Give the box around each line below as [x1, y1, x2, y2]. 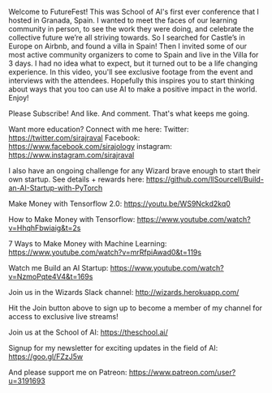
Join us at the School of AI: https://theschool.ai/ [8, 327, 168, 337]
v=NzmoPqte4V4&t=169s [8, 271, 93, 281]
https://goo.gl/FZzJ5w [8, 352, 84, 361]
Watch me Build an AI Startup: [8, 263, 109, 272]
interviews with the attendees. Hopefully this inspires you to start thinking [8, 76, 254, 85]
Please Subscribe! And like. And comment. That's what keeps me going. [8, 109, 250, 118]
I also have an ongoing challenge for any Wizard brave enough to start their [8, 166, 261, 175]
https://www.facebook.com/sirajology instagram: [8, 142, 173, 151]
